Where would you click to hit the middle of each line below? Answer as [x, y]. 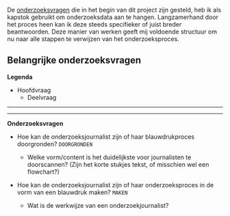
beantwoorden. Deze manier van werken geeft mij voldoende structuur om [112, 31]
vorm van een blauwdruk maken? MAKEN [72, 192]
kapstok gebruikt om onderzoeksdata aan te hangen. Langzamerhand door [113, 17]
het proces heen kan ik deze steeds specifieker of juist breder [94, 24]
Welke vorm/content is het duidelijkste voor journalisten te [109, 157]
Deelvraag [42, 97]
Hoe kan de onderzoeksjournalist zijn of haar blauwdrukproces [106, 137]
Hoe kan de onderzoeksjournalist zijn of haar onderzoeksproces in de [115, 185]
